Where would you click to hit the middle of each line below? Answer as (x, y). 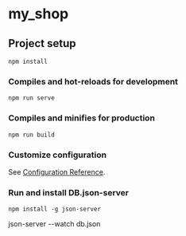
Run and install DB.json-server (69, 192)
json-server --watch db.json (54, 224)
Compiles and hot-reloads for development (93, 81)
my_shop (39, 14)
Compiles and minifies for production (81, 118)
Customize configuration (58, 155)
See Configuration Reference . (57, 171)
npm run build (32, 135)
